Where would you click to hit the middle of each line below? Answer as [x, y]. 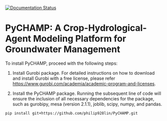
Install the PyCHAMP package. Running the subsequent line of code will [87, 93]
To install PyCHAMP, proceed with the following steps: [61, 63]
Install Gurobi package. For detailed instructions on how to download [83, 73]
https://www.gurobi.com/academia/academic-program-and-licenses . [84, 83]
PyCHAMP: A [33, 28]
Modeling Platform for [79, 39]
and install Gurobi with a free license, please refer [64, 78]
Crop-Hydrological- [105, 28]
